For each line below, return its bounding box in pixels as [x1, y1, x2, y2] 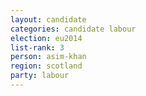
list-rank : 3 [10, 42, 65, 53]
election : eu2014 [10, 33, 83, 43]
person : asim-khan [10, 52, 87, 62]
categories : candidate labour [10, 24, 137, 34]
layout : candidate [10, 14, 87, 25]
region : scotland [10, 61, 83, 71]
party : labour [10, 71, 70, 81]
